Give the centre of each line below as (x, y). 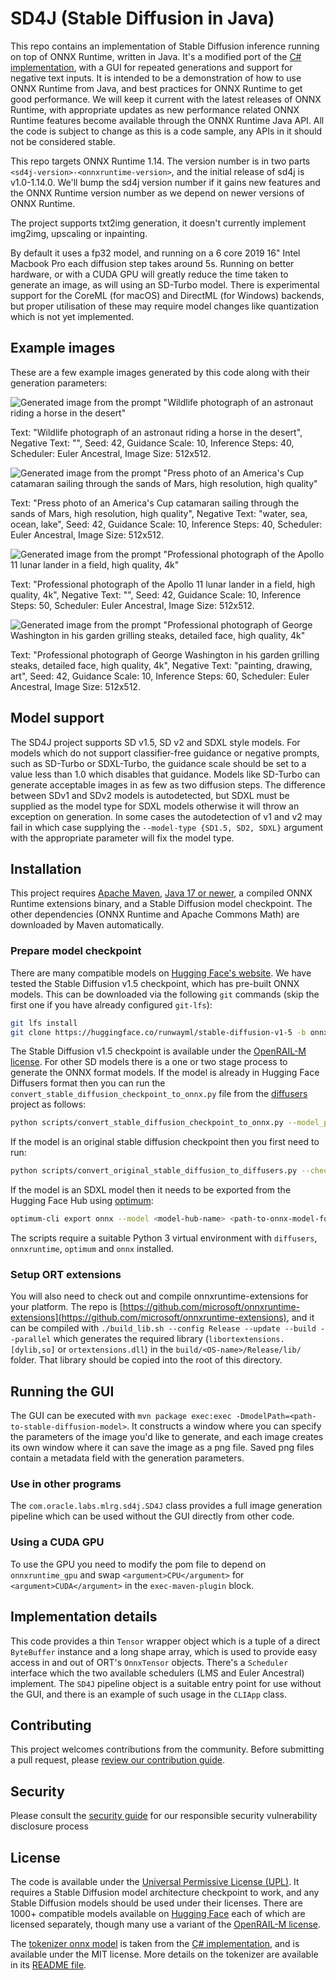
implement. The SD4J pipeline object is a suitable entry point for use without (166, 1683)
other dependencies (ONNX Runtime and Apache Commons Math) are (155, 914)
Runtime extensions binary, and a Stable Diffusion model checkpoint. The (161, 904)
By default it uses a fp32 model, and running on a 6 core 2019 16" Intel (155, 253)
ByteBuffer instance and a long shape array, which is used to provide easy (164, 1651)
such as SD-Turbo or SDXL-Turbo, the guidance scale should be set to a (158, 763)
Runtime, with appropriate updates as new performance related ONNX (155, 109)
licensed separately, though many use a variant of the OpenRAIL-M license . (165, 1924)
